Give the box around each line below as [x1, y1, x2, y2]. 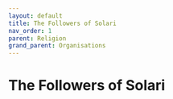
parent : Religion [8, 34, 67, 43]
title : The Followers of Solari [8, 19, 117, 27]
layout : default [8, 11, 63, 20]
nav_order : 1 [8, 27, 52, 35]
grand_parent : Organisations [8, 42, 106, 50]
